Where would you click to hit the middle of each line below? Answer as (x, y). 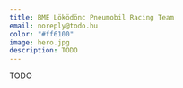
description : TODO (44, 51)
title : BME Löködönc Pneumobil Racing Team (92, 17)
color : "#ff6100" (42, 34)
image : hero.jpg (39, 42)
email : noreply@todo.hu (54, 26)
